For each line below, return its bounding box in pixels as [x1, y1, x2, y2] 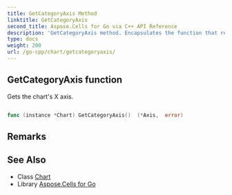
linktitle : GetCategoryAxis [7, 17, 88, 23]
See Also [7, 154, 46, 166]
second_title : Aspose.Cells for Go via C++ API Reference [7, 23, 177, 30]
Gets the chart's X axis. [7, 92, 74, 101]
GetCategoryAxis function [7, 74, 123, 86]
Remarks [7, 130, 47, 142]
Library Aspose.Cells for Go [17, 180, 96, 188]
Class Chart [17, 172, 51, 181]
